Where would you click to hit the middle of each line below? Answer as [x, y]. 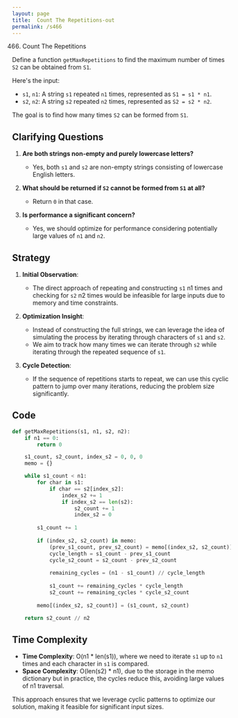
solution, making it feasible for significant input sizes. [88, 707]
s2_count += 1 [94, 509]
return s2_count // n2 [57, 618]
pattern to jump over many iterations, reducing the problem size [124, 386]
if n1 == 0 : [42, 438]
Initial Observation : [50, 274]
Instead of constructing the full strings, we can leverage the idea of [128, 330]
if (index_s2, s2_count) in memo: [87, 541]
